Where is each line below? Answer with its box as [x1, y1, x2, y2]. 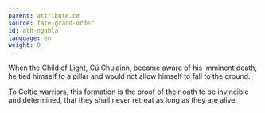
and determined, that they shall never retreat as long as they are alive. [8, 95, 237, 105]
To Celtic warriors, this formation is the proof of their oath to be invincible [8, 87, 249, 96]
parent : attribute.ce [8, 11, 80, 20]
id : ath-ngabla [8, 26, 59, 34]
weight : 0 [8, 41, 41, 49]
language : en [8, 33, 52, 42]
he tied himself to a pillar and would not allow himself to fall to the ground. [8, 72, 251, 81]
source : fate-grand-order [8, 19, 94, 27]
